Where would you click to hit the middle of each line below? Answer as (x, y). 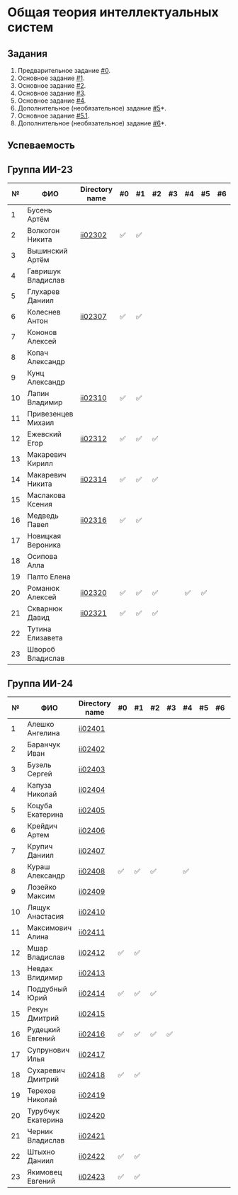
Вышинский (47, 251)
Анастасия (46, 917)
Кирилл (40, 463)
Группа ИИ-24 (40, 683)
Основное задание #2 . (52, 85)
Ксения (40, 504)
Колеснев (44, 312)
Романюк (44, 589)
